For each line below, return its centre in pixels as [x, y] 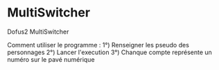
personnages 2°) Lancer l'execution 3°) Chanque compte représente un [110, 52]
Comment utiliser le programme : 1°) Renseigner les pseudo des [98, 45]
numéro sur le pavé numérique [51, 59]
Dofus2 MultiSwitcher [38, 32]
